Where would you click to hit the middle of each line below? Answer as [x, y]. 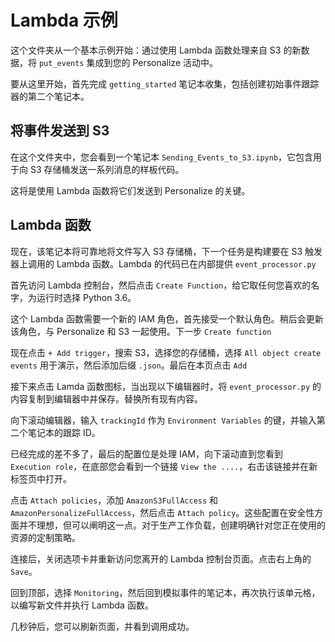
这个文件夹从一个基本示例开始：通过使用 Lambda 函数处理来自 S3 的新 [156, 50]
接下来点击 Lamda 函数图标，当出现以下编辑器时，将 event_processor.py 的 [166, 386]
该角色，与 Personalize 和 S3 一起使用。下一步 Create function [141, 331]
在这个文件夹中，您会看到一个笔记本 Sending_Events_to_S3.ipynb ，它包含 [162, 157]
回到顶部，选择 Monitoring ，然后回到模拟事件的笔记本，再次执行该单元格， [165, 592]
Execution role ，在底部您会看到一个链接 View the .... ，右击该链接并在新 [164, 466]
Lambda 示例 [64, 20]
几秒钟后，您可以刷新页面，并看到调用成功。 [102, 626]
